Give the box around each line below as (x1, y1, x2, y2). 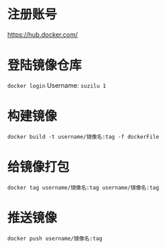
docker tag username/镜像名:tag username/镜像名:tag (7, 184, 160, 191)
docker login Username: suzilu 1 (7, 81, 107, 89)
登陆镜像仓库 (7, 57, 83, 74)
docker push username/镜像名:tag (7, 235, 102, 242)
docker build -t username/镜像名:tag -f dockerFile (7, 133, 160, 140)
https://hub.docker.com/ (7, 30, 78, 39)
